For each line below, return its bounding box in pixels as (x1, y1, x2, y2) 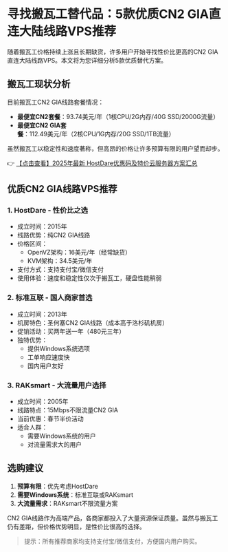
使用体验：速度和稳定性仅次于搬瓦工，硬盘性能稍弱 (16, 274, 162, 282)
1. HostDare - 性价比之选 (7, 206, 88, 215)
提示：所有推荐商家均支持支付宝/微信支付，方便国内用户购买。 (23, 537, 201, 545)
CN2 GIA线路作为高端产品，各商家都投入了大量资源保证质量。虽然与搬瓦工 (7, 513, 218, 522)
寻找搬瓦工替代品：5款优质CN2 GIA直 (7, 6, 221, 22)
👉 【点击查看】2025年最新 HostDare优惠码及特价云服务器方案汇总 (7, 159, 198, 167)
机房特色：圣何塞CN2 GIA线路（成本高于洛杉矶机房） (16, 318, 168, 327)
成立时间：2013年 (16, 310, 67, 318)
